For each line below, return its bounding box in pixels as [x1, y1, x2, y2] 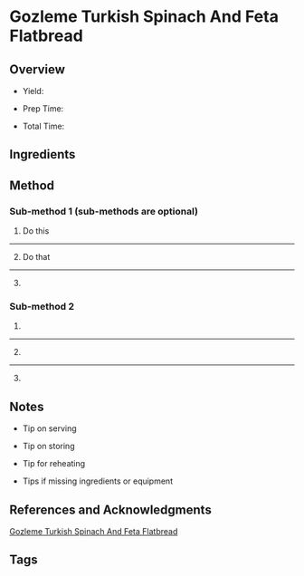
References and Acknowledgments [9, 502, 213, 517]
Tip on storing [22, 441, 75, 452]
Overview [9, 62, 66, 77]
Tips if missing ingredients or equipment [22, 475, 174, 486]
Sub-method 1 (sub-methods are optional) [9, 205, 199, 217]
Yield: [22, 86, 44, 96]
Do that [22, 252, 51, 263]
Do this [22, 226, 50, 236]
